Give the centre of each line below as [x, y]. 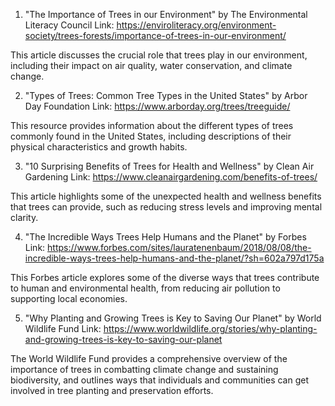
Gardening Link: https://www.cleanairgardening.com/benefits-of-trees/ [171, 177]
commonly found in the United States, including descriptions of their [151, 136]
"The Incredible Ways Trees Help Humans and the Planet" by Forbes [165, 237]
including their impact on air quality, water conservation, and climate [151, 65]
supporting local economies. [69, 298]
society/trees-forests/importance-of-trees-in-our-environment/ [155, 35]
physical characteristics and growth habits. [99, 147]
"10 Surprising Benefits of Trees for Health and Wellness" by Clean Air [169, 166]
